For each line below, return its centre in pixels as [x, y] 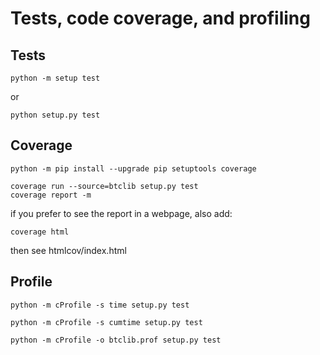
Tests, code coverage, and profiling [160, 18]
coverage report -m [51, 195]
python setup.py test [55, 115]
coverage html [40, 232]
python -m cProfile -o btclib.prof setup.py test [116, 340]
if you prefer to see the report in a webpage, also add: [121, 213]
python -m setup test [55, 78]
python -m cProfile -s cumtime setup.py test [106, 322]
